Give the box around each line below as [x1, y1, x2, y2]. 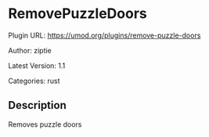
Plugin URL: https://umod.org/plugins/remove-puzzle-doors [8, 31, 201, 40]
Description [8, 99, 67, 112]
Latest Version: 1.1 [8, 60, 66, 70]
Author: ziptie [8, 45, 52, 55]
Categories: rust [8, 76, 60, 85]
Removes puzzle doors [8, 119, 82, 129]
